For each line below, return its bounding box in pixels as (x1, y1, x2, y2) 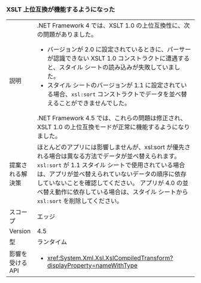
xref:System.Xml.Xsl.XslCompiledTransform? (47, 254, 173, 262)
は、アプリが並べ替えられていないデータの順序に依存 (36, 170, 187, 179)
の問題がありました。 (36, 30, 98, 39)
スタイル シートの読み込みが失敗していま (59, 63, 175, 72)
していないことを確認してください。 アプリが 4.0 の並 (36, 179, 189, 187)
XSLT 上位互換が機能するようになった (6, 5, 115, 13)
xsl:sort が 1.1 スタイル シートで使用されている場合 (36, 161, 185, 170)
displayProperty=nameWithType (47, 262, 138, 270)
